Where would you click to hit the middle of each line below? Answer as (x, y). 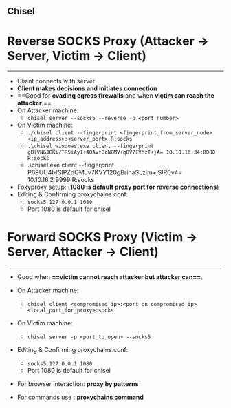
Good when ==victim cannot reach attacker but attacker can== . (110, 277)
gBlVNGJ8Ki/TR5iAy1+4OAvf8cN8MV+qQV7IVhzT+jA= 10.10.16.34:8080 (121, 152)
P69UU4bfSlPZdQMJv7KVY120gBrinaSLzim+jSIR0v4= (105, 172)
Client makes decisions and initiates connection (87, 88)
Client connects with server (56, 81)
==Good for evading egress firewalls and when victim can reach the (115, 96)
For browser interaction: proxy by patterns (78, 384)
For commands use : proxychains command (80, 397)
